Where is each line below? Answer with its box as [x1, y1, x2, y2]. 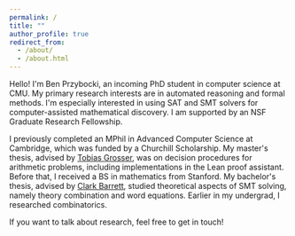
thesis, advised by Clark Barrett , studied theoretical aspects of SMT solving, [9, 181, 287, 191]
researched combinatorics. [9, 200, 108, 209]
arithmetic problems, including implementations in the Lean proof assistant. [9, 161, 284, 172]
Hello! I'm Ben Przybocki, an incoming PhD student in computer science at [9, 79, 281, 89]
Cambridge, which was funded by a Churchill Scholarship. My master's [9, 143, 268, 153]
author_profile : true [9, 29, 89, 38]
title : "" [9, 21, 46, 30]
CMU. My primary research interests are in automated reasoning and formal [9, 88, 285, 98]
